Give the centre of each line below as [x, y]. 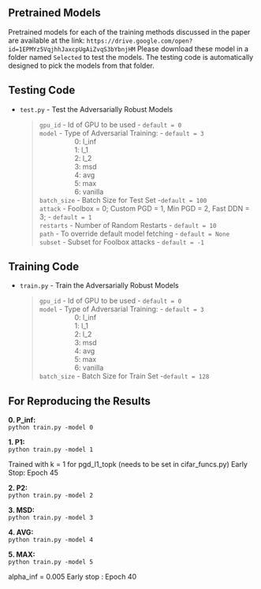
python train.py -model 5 [50, 562]
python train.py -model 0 [50, 428]
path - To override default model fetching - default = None [134, 233]
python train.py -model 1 [50, 450]
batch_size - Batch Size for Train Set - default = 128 [124, 376]
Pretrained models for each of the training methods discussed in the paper [129, 32]
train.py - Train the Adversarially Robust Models [99, 285]
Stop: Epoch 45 [34, 473]
